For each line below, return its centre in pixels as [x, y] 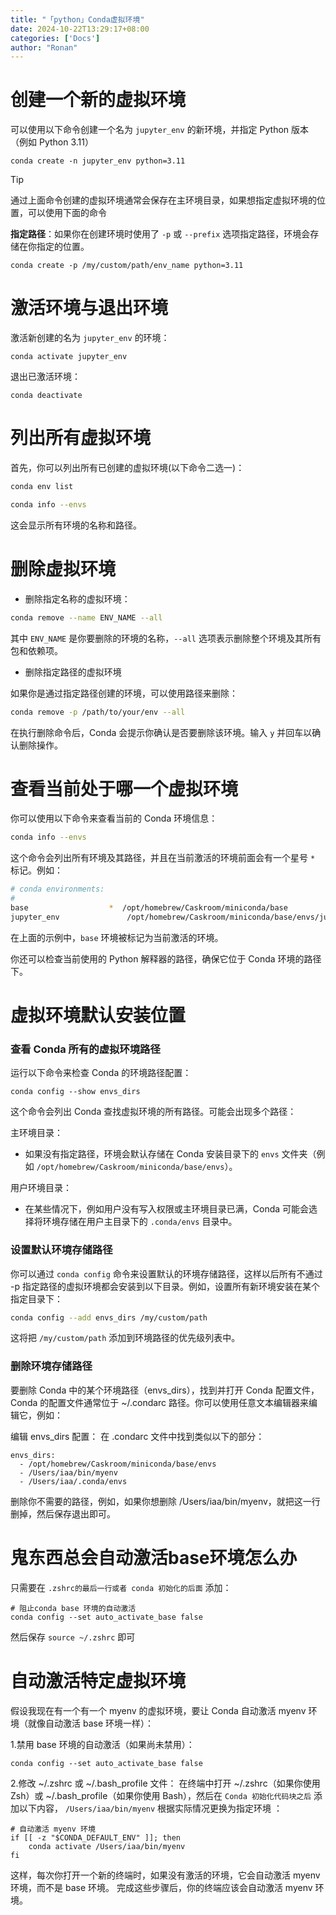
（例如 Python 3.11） [52, 142]
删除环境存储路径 [51, 1366]
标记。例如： [36, 870]
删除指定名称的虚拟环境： [77, 598]
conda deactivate [46, 396]
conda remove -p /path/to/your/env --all [98, 712]
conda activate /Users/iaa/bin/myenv [107, 1846]
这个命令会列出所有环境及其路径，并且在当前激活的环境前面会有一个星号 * [163, 858]
